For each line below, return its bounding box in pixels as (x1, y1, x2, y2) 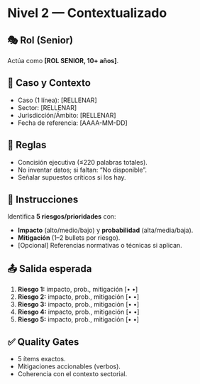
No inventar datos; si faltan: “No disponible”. (17, 165, 148, 174)
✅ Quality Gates (7, 336, 79, 348)
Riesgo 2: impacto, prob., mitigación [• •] (17, 292, 140, 301)
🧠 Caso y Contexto (7, 77, 91, 89)
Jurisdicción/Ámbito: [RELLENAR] (17, 111, 116, 119)
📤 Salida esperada (7, 263, 92, 275)
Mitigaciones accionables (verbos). (17, 362, 121, 371)
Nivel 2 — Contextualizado (7, 5, 167, 21)
